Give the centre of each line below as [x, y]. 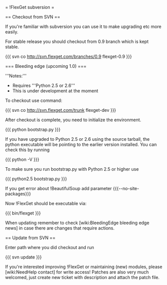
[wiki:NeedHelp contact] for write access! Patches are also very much [77, 272]
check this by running [27, 150]
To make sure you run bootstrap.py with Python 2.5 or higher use [72, 169]
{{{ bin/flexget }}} [23, 213]
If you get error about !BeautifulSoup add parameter [59, 188]
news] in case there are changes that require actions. [60, 228]
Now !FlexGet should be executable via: [46, 203]
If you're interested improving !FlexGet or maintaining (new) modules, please [84, 267]
